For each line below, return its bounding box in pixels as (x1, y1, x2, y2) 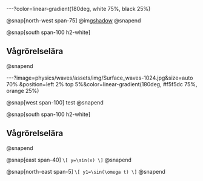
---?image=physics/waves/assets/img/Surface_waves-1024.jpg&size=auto (6, 74, 193, 81)
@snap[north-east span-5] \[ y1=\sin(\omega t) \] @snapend (6, 168, 165, 175)
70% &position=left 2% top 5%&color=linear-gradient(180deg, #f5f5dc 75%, (6, 80, 198, 87)
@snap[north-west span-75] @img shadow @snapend (6, 17, 141, 24)
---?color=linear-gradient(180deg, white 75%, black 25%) (6, 5, 151, 12)
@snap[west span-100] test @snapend (6, 98, 104, 106)
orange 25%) (6, 87, 39, 94)
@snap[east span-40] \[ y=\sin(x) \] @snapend (6, 156, 132, 163)
